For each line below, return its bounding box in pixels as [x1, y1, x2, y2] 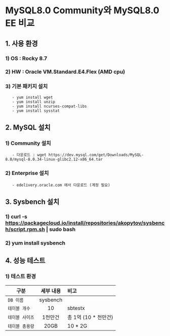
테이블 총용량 [8, 323, 34, 329]
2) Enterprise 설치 [5, 170, 49, 177]
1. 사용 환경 [5, 39, 38, 48]
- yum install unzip [12, 99, 56, 104]
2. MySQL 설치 [5, 123, 51, 132]
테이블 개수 [8, 306, 30, 311]
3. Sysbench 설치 [5, 198, 60, 206]
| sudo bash [46, 226, 76, 233]
